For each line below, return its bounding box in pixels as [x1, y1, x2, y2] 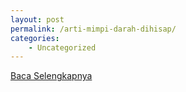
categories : [10, 33, 60, 43]
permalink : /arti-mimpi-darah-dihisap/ [10, 24, 177, 34]
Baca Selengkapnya [10, 70, 93, 82]
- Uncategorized [28, 42, 97, 53]
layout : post [10, 14, 65, 25]
